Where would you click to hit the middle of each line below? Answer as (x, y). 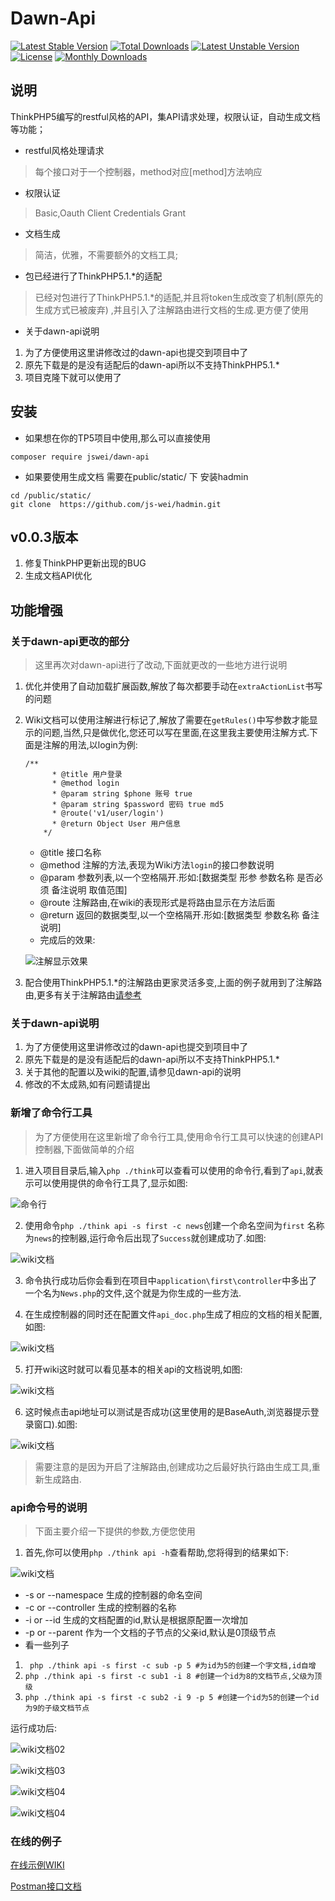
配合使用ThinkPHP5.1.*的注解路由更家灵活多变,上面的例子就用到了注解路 (173, 983)
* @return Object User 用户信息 (116, 824)
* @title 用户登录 (87, 775)
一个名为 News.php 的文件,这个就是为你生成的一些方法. (133, 1293)
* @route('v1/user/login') (108, 813)
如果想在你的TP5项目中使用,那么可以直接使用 (118, 438)
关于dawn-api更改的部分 (70, 641)
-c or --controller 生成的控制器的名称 (100, 1607)
